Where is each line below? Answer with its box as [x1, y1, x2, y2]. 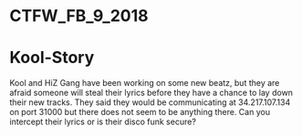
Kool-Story [9, 47, 95, 68]
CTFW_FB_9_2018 [9, 5, 149, 26]
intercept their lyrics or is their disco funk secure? [9, 116, 196, 128]
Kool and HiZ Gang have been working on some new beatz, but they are [9, 78, 280, 89]
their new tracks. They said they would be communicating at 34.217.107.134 [9, 97, 291, 108]
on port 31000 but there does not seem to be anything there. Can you [9, 107, 271, 118]
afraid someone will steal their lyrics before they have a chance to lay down [9, 88, 294, 99]
